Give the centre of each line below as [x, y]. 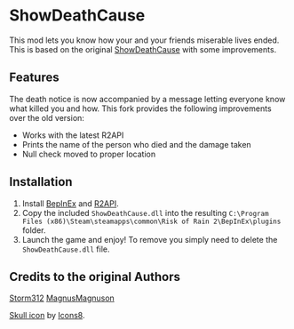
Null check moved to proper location [89, 154]
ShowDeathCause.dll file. [66, 249]
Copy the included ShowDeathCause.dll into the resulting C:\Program [145, 213]
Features [34, 78]
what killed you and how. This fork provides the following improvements [141, 108]
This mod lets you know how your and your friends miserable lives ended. [144, 40]
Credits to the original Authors [95, 277]
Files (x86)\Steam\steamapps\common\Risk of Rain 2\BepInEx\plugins [151, 221]
